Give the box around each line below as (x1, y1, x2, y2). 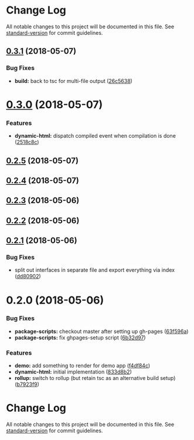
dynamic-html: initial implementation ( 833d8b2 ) (14, 368, 132, 375)
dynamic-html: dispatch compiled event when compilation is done (14, 132, 176, 139)
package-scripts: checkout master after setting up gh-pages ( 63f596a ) (14, 328, 189, 335)
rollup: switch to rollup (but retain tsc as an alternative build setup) (14, 375, 176, 382)
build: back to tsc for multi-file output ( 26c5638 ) (14, 77, 133, 84)
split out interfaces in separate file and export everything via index (14, 266, 175, 274)
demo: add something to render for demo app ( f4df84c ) (14, 362, 151, 369)
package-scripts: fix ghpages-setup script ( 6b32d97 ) (14, 334, 146, 341)
